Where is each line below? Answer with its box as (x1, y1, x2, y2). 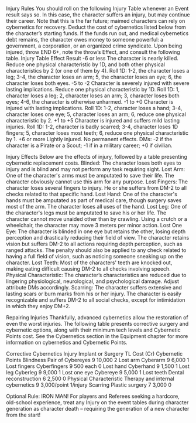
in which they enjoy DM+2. (6, 303, 71, 309)
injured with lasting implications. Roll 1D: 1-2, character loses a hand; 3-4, (6, 105, 183, 111)
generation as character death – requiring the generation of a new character (6, 405, 190, 412)
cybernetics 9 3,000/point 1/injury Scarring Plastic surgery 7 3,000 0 (6, 381, 171, 388)
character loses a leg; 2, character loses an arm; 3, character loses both (6, 92, 180, 99)
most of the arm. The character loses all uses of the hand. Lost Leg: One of (6, 203, 187, 210)
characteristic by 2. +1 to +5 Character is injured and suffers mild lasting (6, 117, 180, 124)
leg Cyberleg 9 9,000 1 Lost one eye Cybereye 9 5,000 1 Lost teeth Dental (6, 369, 184, 376)
